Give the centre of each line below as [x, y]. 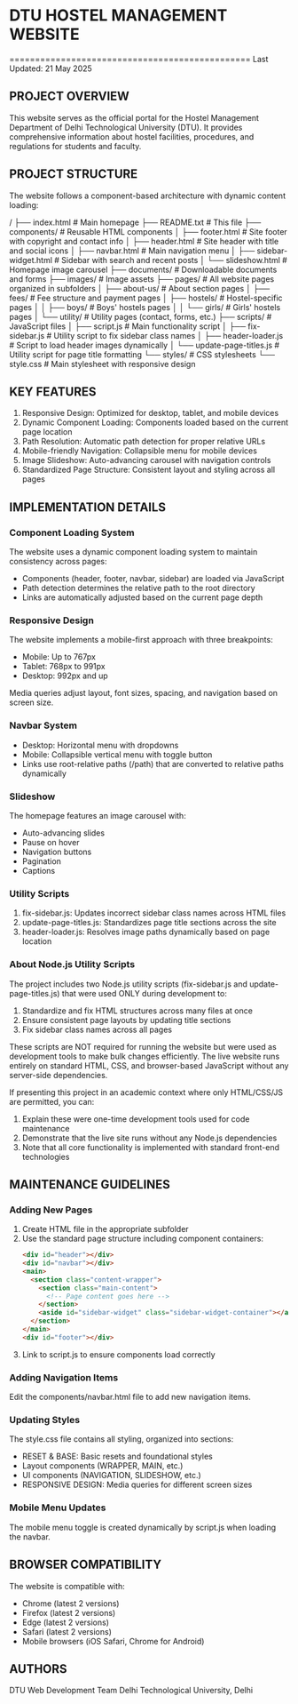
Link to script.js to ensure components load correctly [118, 1354]
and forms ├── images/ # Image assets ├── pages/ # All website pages [142, 279]
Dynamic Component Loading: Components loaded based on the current [155, 422]
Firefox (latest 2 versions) [69, 1612]
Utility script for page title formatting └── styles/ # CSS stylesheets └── [142, 354]
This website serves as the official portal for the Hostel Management [134, 117]
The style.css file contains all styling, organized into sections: [122, 1439]
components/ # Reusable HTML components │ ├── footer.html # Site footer [149, 231]
